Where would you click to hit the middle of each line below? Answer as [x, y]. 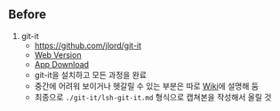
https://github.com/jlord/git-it [88, 45]
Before [27, 15]
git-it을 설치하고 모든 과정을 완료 [91, 75]
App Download [62, 64]
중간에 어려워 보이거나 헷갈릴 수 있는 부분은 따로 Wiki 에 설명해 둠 [147, 86]
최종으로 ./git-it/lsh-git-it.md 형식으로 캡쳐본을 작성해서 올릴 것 [153, 97]
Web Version [58, 55]
